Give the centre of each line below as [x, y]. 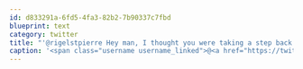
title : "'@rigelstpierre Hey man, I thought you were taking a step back [151, 43]
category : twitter [44, 34]
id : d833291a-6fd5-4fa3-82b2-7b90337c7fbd [90, 17]
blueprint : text [40, 26]
